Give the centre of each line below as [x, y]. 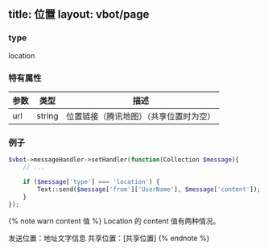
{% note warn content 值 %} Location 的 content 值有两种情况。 [114, 221]
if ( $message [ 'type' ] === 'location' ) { [91, 182]
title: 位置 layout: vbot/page [79, 15]
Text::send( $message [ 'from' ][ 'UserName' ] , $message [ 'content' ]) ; [149, 189]
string [47, 115]
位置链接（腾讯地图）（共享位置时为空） [141, 116]
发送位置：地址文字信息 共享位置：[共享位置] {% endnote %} [109, 238]
